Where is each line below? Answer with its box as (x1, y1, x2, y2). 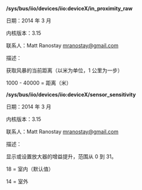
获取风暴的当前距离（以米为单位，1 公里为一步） (6, 67, 123, 74)
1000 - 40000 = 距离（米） (6, 79, 72, 86)
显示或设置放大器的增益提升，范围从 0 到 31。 (6, 153, 117, 160)
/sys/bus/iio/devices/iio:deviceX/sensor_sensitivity (6, 91, 136, 98)
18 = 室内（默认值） (6, 165, 54, 172)
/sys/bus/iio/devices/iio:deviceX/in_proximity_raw (6, 5, 133, 12)
